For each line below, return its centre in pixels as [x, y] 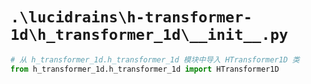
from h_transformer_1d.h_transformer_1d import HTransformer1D [145, 69]
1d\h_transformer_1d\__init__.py [149, 35]
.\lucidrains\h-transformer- [131, 17]
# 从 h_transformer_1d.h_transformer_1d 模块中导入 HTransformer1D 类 [155, 59]
